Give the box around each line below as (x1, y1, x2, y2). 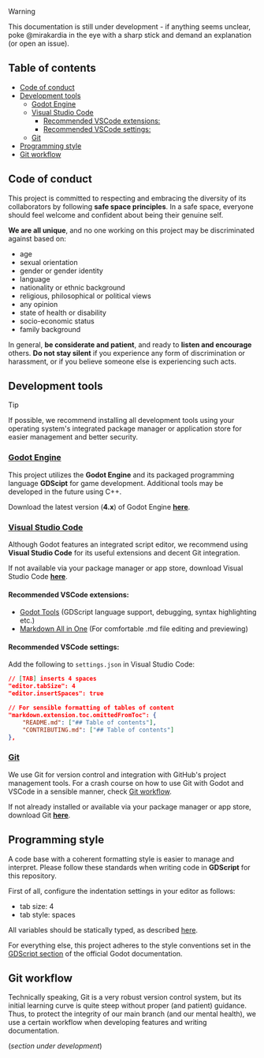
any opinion (19, 299, 58, 308)
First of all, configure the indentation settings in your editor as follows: (8, 886, 236, 895)
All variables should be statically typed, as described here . (8, 925, 199, 934)
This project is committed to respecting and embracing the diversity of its (8, 193, 247, 203)
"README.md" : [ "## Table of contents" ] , (22, 718, 157, 727)
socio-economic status (19, 316, 95, 326)
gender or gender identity (19, 266, 104, 275)
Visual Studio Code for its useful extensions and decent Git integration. (8, 548, 240, 558)
